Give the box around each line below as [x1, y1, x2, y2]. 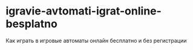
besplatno [5, 17, 58, 31]
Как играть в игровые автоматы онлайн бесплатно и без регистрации [5, 37, 187, 44]
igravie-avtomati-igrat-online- [5, 4, 162, 18]
